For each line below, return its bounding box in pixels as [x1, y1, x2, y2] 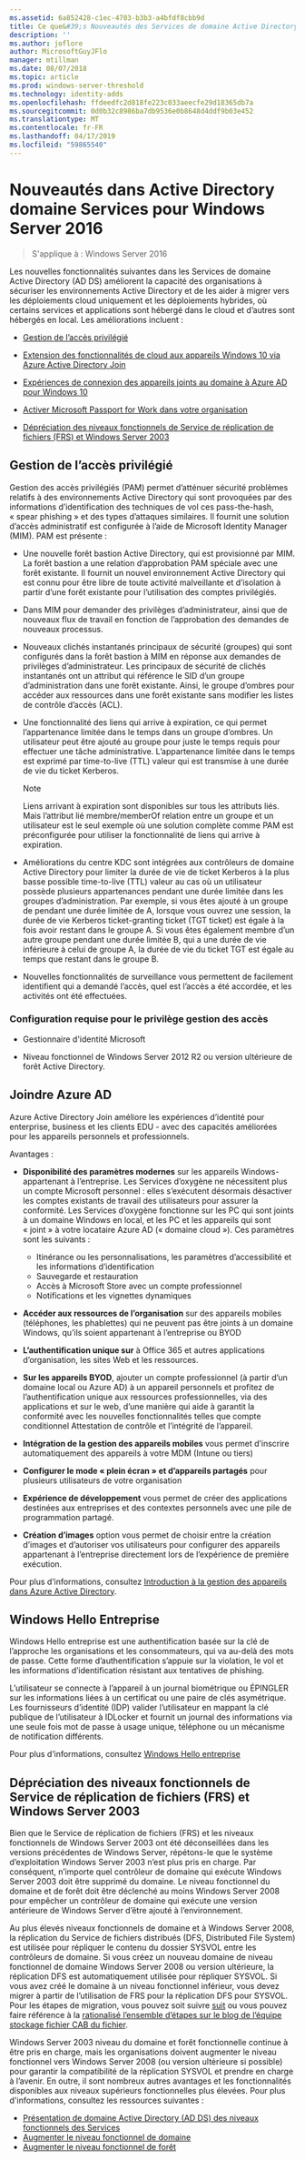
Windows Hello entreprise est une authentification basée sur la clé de [9, 1636, 270, 1647]
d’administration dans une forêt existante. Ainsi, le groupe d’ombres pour [22, 680, 295, 691]
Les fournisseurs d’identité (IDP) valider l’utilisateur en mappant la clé [9, 1702, 270, 1713]
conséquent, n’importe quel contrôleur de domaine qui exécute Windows [9, 1866, 282, 1877]
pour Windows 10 [22, 386, 88, 397]
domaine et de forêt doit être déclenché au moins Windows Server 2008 [9, 1885, 280, 1897]
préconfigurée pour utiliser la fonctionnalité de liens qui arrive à [22, 829, 261, 840]
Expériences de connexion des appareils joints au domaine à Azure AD [22, 377, 288, 388]
